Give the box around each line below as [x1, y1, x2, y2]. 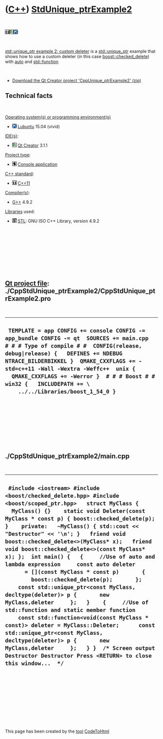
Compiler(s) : [5, 190, 30, 195]
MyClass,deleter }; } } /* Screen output [5, 644, 155, 651]
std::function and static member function [5, 606, 136, 613]
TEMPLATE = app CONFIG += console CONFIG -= [8, 327, 146, 334]
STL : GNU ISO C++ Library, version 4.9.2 [17, 218, 99, 224]
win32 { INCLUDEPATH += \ [5, 380, 90, 388]
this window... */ [5, 660, 64, 667]
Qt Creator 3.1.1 [17, 142, 48, 148]
